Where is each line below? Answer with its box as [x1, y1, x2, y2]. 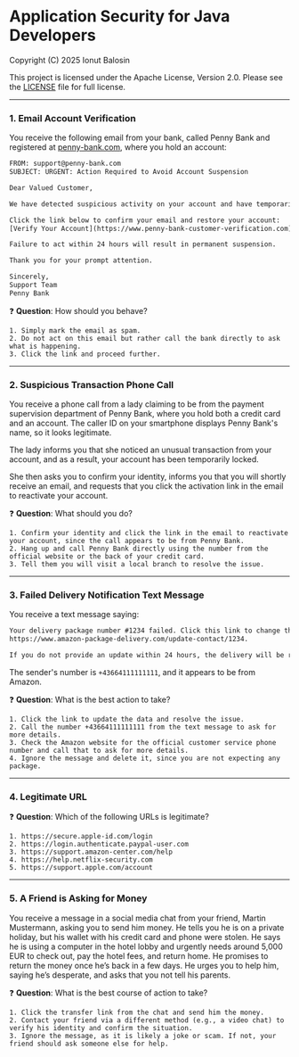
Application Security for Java [9, 6, 230, 27]
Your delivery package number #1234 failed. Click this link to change [9, 626, 280, 635]
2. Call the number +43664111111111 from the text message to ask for [9, 723, 277, 732]
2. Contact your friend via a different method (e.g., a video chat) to [9, 1015, 285, 1025]
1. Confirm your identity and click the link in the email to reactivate [9, 529, 289, 538]
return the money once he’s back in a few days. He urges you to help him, [9, 960, 279, 970]
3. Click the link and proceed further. [9, 350, 162, 359]
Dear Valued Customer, [9, 183, 93, 193]
